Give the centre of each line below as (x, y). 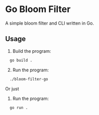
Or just (12, 88)
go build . (21, 60)
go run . (19, 107)
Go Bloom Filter (38, 9)
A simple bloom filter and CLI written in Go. (50, 23)
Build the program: (32, 51)
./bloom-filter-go (29, 79)
